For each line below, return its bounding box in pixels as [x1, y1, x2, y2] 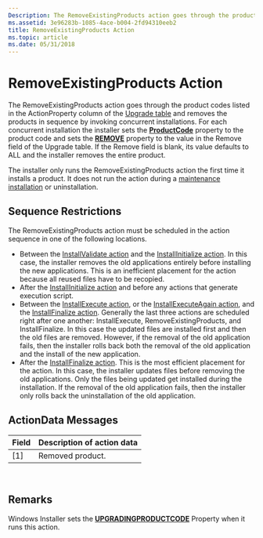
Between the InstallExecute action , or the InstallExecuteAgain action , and [19, 299, 254, 308]
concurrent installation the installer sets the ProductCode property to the [8, 125, 244, 135]
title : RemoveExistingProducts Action [8, 26, 135, 34]
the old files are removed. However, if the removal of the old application [19, 333, 250, 342]
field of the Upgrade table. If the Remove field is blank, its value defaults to [8, 142, 249, 151]
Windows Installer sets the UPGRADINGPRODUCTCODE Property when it [8, 514, 245, 523]
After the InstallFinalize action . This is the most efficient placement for [19, 358, 245, 367]
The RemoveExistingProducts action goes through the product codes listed [8, 100, 250, 110]
